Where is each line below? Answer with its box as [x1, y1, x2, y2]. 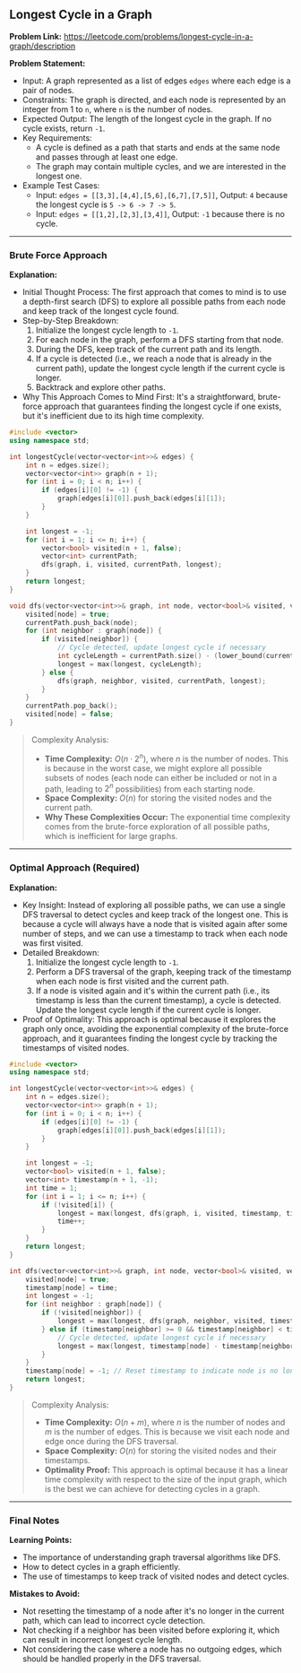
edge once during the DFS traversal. [44, 1435, 179, 1446]
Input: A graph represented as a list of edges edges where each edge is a [21, 75, 291, 86]
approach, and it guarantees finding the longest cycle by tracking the [21, 1033, 278, 1044]
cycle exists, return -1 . [21, 123, 106, 134]
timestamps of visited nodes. [21, 1042, 130, 1053]
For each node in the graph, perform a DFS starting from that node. [35, 334, 284, 345]
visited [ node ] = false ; [25, 710, 115, 719]
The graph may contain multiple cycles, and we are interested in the [35, 160, 287, 171]
